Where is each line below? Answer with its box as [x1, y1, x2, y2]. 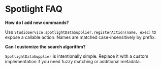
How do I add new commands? [5, 20, 69, 25]
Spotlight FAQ [5, 3, 63, 15]
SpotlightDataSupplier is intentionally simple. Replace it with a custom [5, 53, 149, 59]
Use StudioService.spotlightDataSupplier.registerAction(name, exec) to [5, 29, 157, 35]
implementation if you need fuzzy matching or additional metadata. [5, 58, 141, 64]
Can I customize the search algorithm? [5, 44, 86, 49]
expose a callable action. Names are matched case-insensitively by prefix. [5, 34, 156, 40]
